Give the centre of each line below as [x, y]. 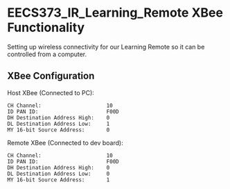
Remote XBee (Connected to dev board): [65, 142]
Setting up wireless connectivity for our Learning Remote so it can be [106, 47]
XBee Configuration [51, 76]
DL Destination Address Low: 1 [59, 124]
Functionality [46, 27]
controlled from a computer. [47, 54]
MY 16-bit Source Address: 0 [59, 130]
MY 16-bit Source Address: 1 [59, 180]
